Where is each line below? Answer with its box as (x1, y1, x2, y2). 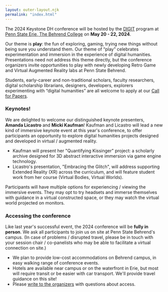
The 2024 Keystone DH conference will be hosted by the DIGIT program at (5, 25, 159, 31)
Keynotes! (5, 105, 31, 112)
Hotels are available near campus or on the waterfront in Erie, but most (12, 265, 158, 271)
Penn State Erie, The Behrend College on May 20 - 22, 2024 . (5, 31, 131, 37)
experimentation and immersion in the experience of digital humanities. (5, 51, 151, 57)
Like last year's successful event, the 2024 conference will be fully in (5, 223, 148, 230)
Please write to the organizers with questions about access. (12, 281, 136, 287)
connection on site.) (5, 245, 46, 251)
